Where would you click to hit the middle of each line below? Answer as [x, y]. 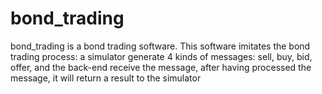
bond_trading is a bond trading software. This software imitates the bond [160, 46]
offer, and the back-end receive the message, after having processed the [161, 67]
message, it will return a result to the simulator [106, 78]
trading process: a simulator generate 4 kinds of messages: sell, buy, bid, [161, 56]
